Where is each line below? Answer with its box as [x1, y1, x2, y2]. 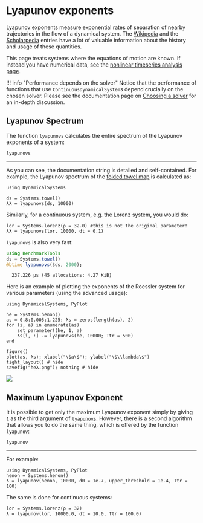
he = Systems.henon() [6, 312, 61, 318]
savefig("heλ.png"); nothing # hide [6, 365, 98, 371]
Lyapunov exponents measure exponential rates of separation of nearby [6, 24, 186, 31]
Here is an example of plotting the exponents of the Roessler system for [6, 283, 185, 290]
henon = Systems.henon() [6, 473, 69, 479]
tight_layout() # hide [6, 359, 63, 366]
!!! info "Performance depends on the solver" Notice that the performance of [6, 79, 197, 86]
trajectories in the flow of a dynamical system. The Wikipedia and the [6, 30, 179, 37]
